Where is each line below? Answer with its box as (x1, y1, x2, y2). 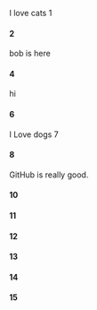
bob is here (9, 48, 51, 59)
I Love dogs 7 (9, 129, 60, 140)
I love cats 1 (9, 8, 53, 18)
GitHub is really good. (9, 169, 89, 180)
